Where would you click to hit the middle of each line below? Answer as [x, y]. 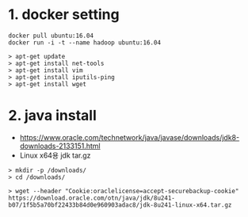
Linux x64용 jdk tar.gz [55, 155]
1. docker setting [64, 15]
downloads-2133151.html [60, 146]
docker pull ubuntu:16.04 [51, 36]
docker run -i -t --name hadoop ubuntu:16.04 [84, 42]
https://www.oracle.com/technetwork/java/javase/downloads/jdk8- [130, 137]
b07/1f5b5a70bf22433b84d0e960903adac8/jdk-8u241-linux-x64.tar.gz [120, 205]
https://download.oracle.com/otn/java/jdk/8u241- [92, 198]
